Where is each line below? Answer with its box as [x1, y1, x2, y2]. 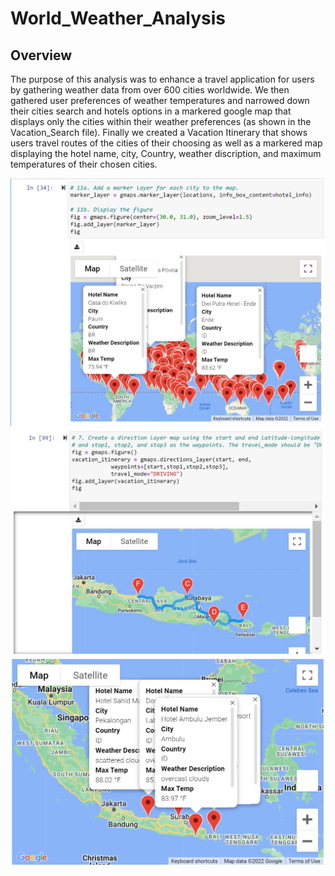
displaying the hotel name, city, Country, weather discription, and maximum [10, 148, 322, 159]
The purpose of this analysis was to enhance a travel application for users [10, 73, 315, 85]
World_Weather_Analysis [10, 7, 227, 30]
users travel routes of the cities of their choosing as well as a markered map [10, 137, 323, 149]
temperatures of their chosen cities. [10, 158, 158, 170]
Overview [10, 47, 73, 64]
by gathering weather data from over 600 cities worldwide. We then [10, 84, 290, 96]
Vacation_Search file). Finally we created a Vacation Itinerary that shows [10, 127, 308, 138]
